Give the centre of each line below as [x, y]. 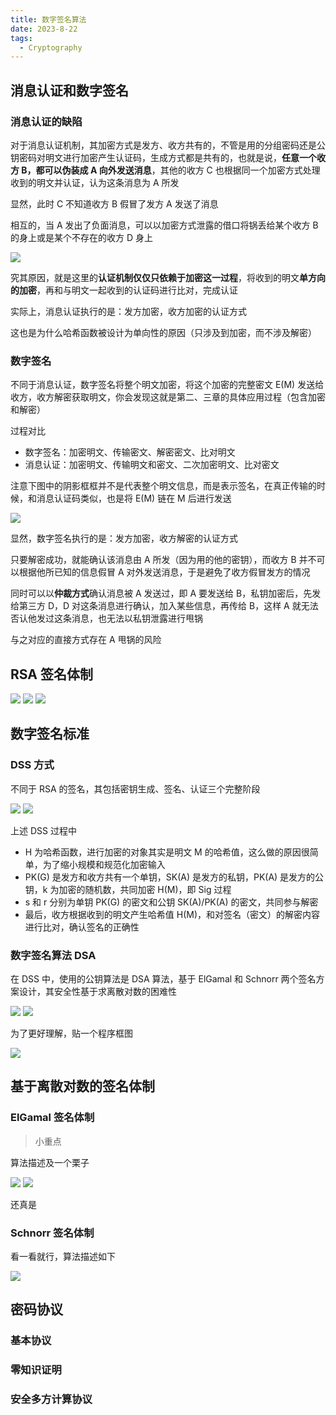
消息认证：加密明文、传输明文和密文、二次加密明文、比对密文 [152, 465]
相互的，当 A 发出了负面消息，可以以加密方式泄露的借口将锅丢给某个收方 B [164, 225]
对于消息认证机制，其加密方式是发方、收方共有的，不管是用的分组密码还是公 [168, 145]
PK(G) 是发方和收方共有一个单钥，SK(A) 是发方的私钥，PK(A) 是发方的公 [174, 877]
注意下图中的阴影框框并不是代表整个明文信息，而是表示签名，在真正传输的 [163, 486]
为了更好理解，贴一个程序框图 [71, 1033]
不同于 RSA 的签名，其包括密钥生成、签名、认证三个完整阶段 [135, 788]
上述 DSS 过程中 [43, 830]
